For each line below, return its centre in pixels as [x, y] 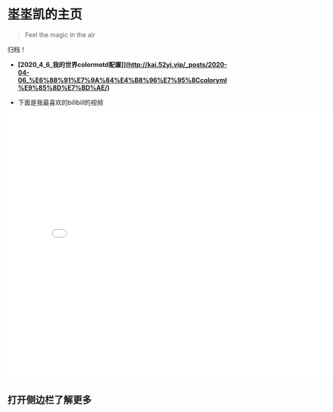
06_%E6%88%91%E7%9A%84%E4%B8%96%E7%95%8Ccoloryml [122, 80]
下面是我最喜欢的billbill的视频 [60, 102]
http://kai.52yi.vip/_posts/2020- [178, 64]
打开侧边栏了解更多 [49, 400]
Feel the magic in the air [60, 35]
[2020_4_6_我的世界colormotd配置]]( [73, 64]
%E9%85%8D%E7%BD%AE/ [63, 88]
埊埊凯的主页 [45, 15]
